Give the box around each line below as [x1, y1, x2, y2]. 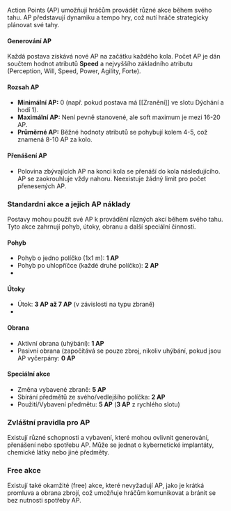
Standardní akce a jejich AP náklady [7, 199, 131, 208]
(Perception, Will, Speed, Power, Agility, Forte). [7, 67, 141, 75]
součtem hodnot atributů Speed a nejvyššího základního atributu [7, 59, 193, 68]
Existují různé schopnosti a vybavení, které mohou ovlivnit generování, [7, 434, 209, 442]
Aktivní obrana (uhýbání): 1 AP [17, 339, 104, 347]
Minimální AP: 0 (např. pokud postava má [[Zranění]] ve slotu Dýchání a [17, 98, 224, 107]
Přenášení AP [7, 151, 47, 160]
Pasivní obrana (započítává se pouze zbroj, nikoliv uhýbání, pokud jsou [17, 346, 221, 355]
